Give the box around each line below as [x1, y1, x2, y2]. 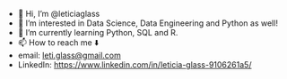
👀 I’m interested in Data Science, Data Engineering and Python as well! [17, 18, 278, 28]
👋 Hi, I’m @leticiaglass [17, 9, 100, 19]
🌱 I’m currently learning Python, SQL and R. [17, 28, 178, 37]
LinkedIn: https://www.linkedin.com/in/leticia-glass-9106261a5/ [17, 59, 252, 70]
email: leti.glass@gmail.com [17, 50, 121, 60]
